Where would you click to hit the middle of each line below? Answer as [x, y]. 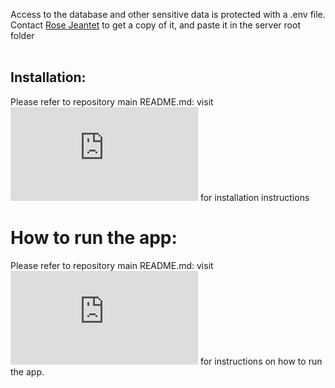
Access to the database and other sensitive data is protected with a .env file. [168, 14]
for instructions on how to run [261, 361]
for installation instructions [254, 197]
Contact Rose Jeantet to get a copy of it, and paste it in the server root [155, 25]
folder [22, 35]
